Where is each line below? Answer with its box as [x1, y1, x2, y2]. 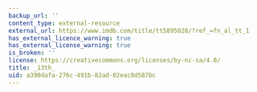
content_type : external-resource [8, 19, 120, 27]
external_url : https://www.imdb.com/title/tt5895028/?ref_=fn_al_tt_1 [8, 26, 250, 34]
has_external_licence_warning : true [8, 34, 131, 42]
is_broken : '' [8, 49, 56, 57]
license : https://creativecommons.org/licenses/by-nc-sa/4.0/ [8, 57, 221, 65]
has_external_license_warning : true [8, 42, 131, 50]
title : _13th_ [8, 64, 56, 72]
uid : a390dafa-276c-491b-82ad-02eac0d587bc [8, 71, 157, 79]
